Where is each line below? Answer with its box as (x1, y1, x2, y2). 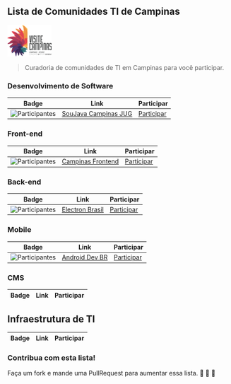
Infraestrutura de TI (7, 313, 95, 325)
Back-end (7, 177, 42, 187)
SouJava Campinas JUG (61, 109, 133, 117)
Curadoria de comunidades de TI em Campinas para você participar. (24, 63, 225, 71)
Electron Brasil (61, 205, 104, 214)
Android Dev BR (61, 253, 108, 262)
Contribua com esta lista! (7, 353, 96, 363)
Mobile (7, 225, 32, 235)
